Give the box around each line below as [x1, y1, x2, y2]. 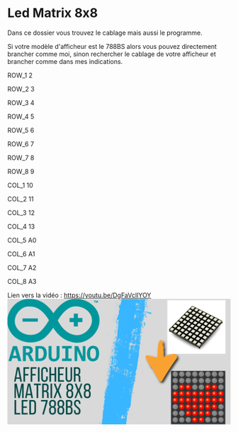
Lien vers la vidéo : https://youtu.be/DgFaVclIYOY [7, 291, 152, 299]
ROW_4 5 [7, 112, 35, 121]
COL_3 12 [7, 208, 35, 217]
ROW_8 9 [7, 167, 35, 175]
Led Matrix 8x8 [7, 5, 98, 21]
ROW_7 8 [7, 153, 35, 162]
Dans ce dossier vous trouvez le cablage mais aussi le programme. [7, 28, 203, 37]
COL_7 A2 [7, 263, 37, 272]
